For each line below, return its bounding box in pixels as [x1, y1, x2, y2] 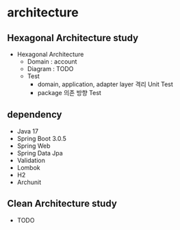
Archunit [16, 178, 42, 186]
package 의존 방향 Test [37, 89, 101, 97]
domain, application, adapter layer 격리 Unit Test [37, 80, 173, 88]
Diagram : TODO [27, 65, 74, 73]
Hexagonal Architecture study [7, 32, 139, 44]
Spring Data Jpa [16, 149, 63, 157]
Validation [16, 156, 46, 164]
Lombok [16, 163, 41, 172]
